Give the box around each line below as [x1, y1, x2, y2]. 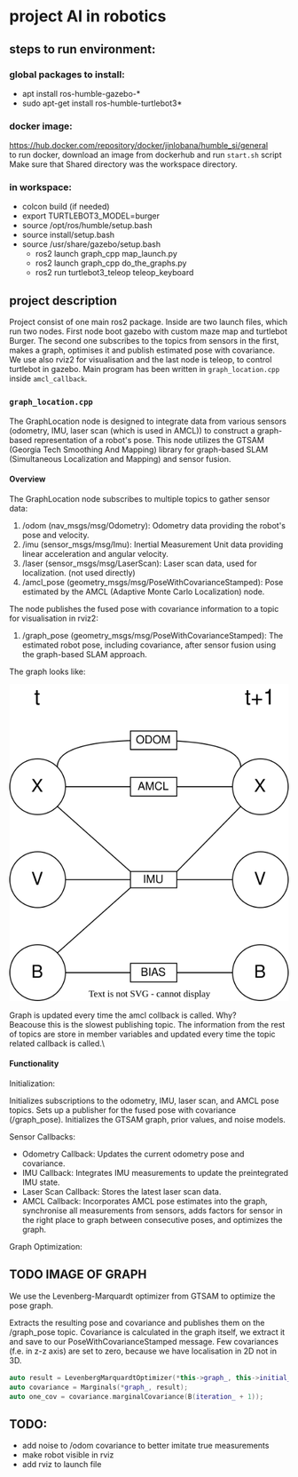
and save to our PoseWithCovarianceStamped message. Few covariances [9, 1336, 279, 1346]
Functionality [9, 1059, 59, 1069]
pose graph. [9, 1299, 54, 1311]
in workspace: [9, 181, 73, 194]
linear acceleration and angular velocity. [21, 548, 169, 559]
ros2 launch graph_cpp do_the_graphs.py [35, 258, 187, 268]
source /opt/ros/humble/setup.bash [21, 220, 153, 231]
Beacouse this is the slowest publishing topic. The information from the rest [9, 1019, 286, 1029]
